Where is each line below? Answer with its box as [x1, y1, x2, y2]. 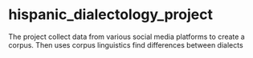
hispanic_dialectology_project [8, 6, 213, 24]
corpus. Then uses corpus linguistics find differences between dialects [8, 40, 243, 49]
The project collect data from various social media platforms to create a [8, 32, 245, 41]
